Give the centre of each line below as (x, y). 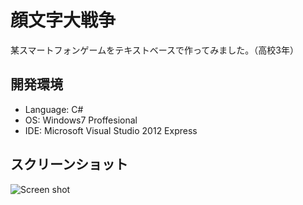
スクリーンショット (69, 164)
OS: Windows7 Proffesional (81, 120)
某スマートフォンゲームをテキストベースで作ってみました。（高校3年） (154, 50)
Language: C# (54, 109)
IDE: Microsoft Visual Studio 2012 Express (111, 130)
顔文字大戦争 (63, 20)
